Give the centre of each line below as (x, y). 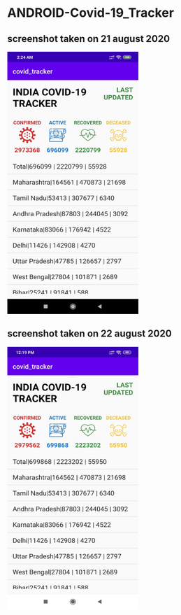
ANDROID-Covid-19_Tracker (91, 13)
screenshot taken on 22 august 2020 (90, 334)
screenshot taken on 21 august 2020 (88, 39)
